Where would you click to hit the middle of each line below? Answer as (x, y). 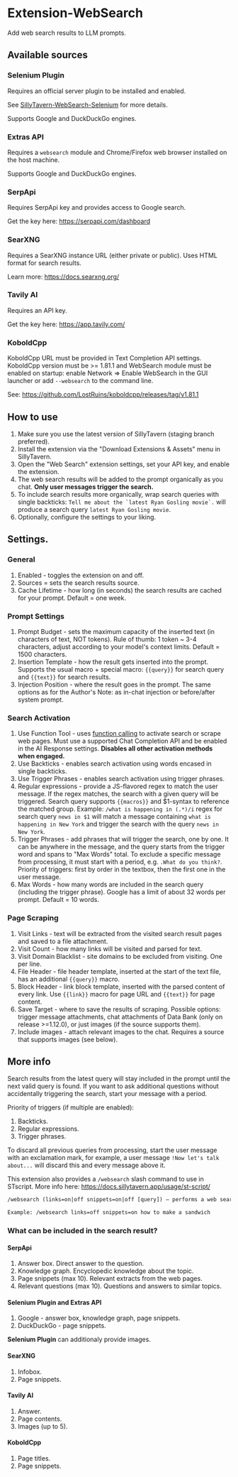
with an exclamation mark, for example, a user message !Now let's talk (113, 1158)
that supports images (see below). (68, 1039)
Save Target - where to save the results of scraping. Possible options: (119, 1009)
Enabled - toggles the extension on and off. (80, 575)
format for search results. (44, 263)
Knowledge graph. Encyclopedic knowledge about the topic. (106, 1271)
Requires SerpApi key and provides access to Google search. (97, 208)
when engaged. (41, 756)
